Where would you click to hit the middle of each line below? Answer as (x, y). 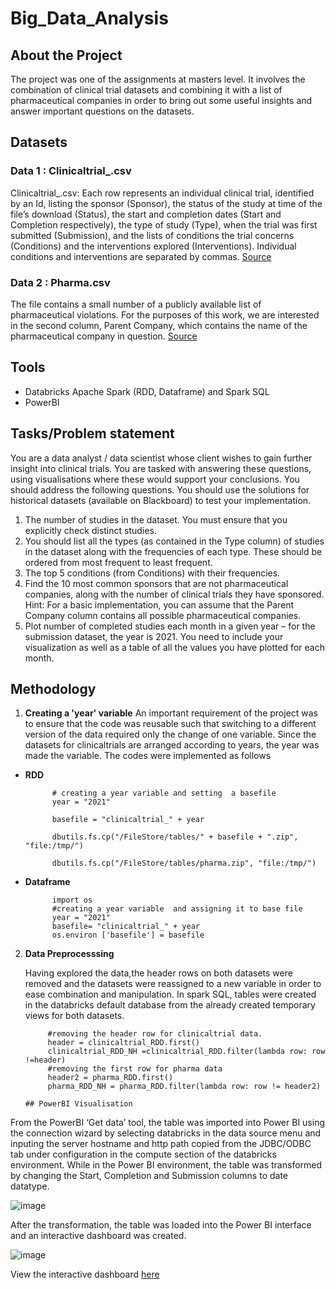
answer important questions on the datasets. (102, 111)
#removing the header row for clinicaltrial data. (155, 1034)
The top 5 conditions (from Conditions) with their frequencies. (152, 573)
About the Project (66, 55)
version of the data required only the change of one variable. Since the (170, 734)
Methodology (53, 689)
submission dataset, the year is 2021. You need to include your (154, 636)
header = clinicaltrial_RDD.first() (123, 1043)
